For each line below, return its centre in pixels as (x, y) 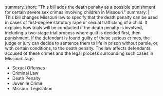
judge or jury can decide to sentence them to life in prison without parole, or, (82, 43)
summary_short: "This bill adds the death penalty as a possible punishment (80, 7)
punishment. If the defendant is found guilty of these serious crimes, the (77, 38)
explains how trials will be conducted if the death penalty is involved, (74, 28)
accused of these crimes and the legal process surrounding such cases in (79, 53)
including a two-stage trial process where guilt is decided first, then (73, 33)
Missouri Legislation (32, 88)
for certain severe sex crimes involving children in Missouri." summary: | (77, 12)
